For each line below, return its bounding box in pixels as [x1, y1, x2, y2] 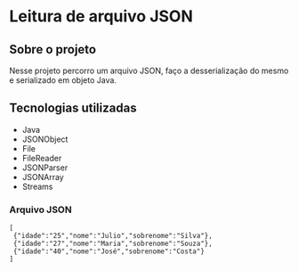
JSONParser [21, 162, 68, 173]
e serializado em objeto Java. [9, 75, 117, 86]
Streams [21, 181, 53, 192]
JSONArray [21, 171, 64, 182]
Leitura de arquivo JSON [9, 6, 193, 27]
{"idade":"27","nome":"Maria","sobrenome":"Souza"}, [12, 239, 213, 249]
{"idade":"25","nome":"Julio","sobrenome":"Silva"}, [12, 232, 213, 241]
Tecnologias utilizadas [9, 101, 137, 116]
